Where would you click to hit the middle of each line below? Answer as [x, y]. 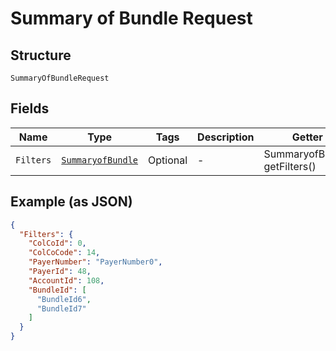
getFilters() [290, 166]
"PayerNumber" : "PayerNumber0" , [95, 262]
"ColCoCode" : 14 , [64, 253]
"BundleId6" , [64, 299]
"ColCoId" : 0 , [57, 243]
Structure [41, 55]
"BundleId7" [61, 308]
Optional [168, 160]
